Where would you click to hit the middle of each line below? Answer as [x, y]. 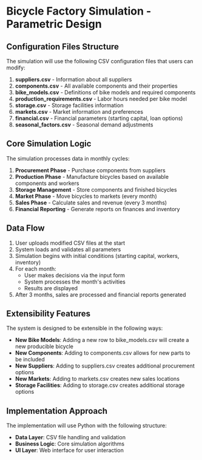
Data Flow [25, 228]
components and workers [47, 183]
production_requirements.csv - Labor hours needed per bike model [101, 99]
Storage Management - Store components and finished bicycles [96, 189]
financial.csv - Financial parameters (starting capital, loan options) [99, 118]
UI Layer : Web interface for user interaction [69, 450]
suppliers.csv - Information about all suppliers [73, 79]
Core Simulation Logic [49, 144]
